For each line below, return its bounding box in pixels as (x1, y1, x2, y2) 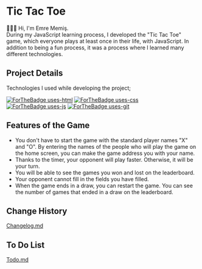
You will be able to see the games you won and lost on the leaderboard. (15, 169, 195, 176)
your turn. (15, 162, 40, 170)
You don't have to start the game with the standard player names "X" (15, 136, 188, 144)
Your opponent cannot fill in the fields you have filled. (15, 175, 149, 182)
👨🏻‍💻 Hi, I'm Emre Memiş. (6, 24, 69, 32)
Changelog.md (6, 222, 44, 229)
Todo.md (6, 256, 29, 264)
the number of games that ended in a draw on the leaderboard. (15, 188, 173, 196)
